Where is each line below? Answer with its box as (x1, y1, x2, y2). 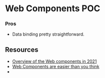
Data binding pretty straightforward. (12, 31, 84, 37)
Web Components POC (5, 3, 101, 14)
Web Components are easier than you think (12, 64, 100, 70)
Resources (5, 45, 39, 54)
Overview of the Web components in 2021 (12, 58, 97, 64)
